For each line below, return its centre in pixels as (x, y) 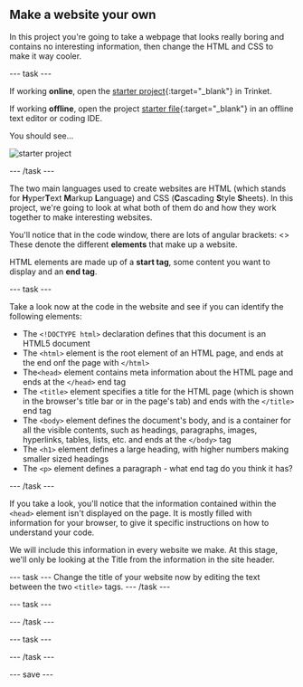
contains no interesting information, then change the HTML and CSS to (142, 46)
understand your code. (52, 532)
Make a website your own (83, 15)
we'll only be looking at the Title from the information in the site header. (142, 559)
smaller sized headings (66, 458)
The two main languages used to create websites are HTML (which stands (148, 188)
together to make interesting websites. (81, 217)
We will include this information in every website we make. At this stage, (144, 549)
